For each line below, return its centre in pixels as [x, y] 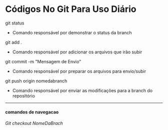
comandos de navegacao [32, 112]
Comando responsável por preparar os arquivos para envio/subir [79, 71]
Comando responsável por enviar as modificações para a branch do [82, 90]
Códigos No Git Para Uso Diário [71, 9]
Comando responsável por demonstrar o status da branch [72, 32]
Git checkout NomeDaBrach [34, 124]
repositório [23, 96]
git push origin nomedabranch [36, 81]
